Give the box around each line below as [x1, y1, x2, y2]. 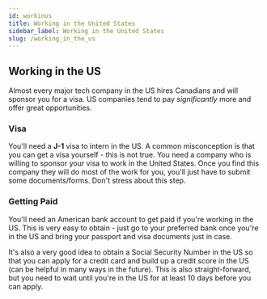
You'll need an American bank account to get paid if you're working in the [8, 214, 254, 224]
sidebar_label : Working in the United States [8, 27, 164, 35]
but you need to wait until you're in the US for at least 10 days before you [8, 272, 252, 283]
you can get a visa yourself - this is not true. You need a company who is [8, 150, 252, 160]
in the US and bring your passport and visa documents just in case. [8, 231, 233, 241]
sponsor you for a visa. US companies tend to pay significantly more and [8, 95, 252, 104]
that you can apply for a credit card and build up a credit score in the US [8, 255, 249, 265]
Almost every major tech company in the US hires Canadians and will [8, 86, 239, 95]
